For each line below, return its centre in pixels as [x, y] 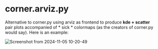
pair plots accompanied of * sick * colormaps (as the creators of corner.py [79, 27]
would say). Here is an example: [37, 32]
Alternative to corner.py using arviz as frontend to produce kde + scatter [78, 22]
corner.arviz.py [37, 9]
